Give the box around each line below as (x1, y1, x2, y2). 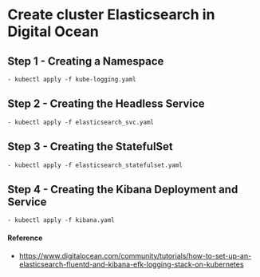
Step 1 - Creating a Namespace (7, 54, 164, 68)
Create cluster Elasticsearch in (7, 6, 215, 24)
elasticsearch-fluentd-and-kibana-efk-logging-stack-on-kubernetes (18, 259, 244, 269)
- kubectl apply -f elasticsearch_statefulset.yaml (7, 161, 183, 169)
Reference (7, 233, 43, 243)
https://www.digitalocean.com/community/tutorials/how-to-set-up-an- (18, 251, 252, 260)
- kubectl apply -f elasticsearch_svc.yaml (7, 118, 155, 126)
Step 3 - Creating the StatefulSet (7, 140, 173, 153)
